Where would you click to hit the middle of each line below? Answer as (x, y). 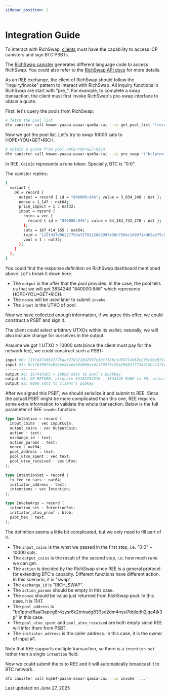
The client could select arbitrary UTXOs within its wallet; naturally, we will (82, 330)
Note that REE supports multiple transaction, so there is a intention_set (80, 648)
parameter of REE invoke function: (41, 410)
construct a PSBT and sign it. (35, 320)
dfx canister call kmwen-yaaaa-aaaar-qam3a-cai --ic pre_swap (72, 154)
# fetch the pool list (29, 120)
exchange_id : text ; (31, 438)
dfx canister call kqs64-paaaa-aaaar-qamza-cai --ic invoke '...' (77, 678)
